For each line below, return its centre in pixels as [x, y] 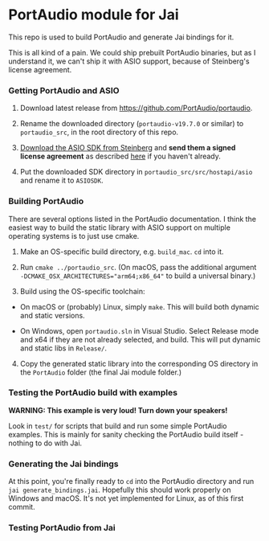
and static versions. [53, 315]
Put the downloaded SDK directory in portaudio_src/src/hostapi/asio [136, 172]
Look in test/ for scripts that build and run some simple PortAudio [118, 426]
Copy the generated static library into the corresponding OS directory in [139, 363]
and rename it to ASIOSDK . [61, 180]
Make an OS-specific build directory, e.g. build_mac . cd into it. [122, 252]
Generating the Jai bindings [63, 464]
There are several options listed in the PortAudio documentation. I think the [132, 219]
